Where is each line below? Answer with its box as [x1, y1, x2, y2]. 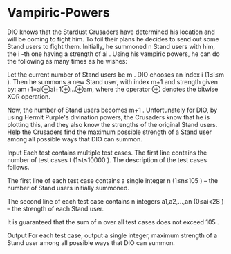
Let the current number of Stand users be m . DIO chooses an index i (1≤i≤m [7, 70, 225, 79]
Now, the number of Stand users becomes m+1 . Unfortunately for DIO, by [7, 106, 218, 114]
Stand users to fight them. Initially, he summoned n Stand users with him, [7, 42, 216, 50]
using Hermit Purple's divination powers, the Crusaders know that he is [7, 113, 210, 121]
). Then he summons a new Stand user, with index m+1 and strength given [7, 77, 219, 86]
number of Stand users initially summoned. [7, 184, 130, 192]
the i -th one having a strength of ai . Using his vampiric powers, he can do [7, 50, 220, 58]
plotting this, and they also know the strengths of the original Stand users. [7, 120, 218, 128]
